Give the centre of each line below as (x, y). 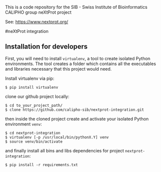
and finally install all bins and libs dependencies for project (64, 150)
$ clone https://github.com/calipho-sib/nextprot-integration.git (75, 110)
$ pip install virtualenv (32, 87)
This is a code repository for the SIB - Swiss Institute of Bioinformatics (76, 7)
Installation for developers (46, 47)
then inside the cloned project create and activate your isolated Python (77, 119)
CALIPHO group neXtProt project (38, 12)
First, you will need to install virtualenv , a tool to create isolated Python (78, 58)
